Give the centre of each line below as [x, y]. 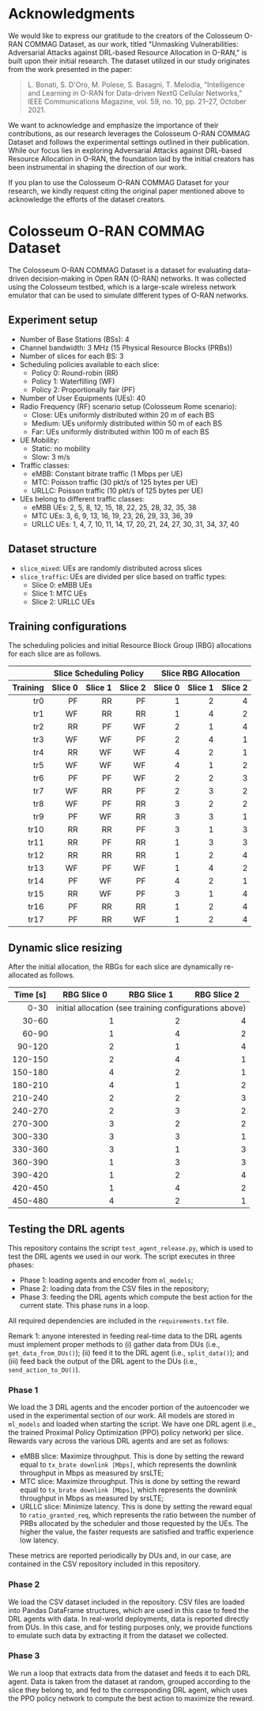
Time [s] [30, 995]
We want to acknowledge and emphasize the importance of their [113, 125]
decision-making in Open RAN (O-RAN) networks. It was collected [138, 278]
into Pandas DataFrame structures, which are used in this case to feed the [128, 1610]
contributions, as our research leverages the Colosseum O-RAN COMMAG [129, 133]
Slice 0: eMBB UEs [62, 585]
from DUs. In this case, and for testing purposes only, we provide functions [130, 1627]
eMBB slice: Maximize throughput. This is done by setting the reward [132, 1456]
